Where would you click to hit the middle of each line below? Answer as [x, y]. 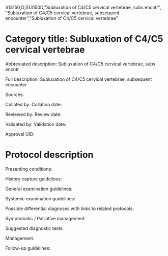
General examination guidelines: [39, 189]
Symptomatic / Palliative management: [46, 218]
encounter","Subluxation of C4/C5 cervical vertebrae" [62, 18]
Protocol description [49, 155]
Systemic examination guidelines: [40, 198]
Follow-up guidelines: [28, 248]
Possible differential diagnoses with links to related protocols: [69, 208]
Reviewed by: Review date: [34, 114]
